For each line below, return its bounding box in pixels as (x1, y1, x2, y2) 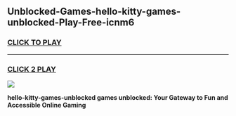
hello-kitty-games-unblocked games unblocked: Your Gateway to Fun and (7, 93, 228, 101)
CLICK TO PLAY (7, 38, 62, 48)
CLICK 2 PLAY (7, 64, 56, 74)
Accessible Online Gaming (7, 101, 86, 109)
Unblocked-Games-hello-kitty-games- (7, 6, 181, 18)
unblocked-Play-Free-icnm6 (7, 17, 135, 29)
